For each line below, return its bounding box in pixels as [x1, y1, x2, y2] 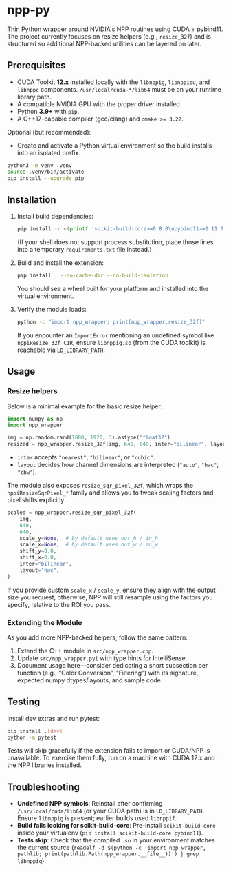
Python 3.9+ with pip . [16, 107, 80, 115]
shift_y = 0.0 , [19, 548, 57, 555]
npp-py [7, 2, 50, 18]
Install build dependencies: [16, 212, 94, 221]
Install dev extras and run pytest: [7, 714, 100, 722]
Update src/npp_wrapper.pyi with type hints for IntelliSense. [16, 654, 188, 662]
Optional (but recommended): [7, 128, 91, 136]
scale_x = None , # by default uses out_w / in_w [19, 541, 158, 548]
